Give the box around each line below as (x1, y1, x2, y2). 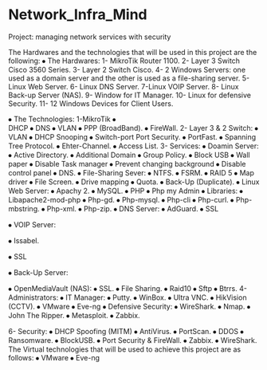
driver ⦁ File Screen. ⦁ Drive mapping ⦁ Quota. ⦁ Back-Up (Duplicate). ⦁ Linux (8, 177, 260, 187)
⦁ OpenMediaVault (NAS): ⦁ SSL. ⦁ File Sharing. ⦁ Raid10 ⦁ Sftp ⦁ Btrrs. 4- (8, 283, 247, 293)
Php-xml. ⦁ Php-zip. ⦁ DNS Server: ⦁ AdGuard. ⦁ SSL (46, 203, 219, 213)
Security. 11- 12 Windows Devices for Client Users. (8, 98, 174, 108)
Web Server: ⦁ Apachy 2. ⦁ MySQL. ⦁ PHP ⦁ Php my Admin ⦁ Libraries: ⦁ (8, 186, 244, 195)
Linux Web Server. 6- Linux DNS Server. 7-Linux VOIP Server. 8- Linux (8, 81, 239, 91)
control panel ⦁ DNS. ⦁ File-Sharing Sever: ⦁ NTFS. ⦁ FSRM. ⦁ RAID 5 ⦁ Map (8, 167, 255, 177)
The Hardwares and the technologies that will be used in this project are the (8, 47, 257, 57)
